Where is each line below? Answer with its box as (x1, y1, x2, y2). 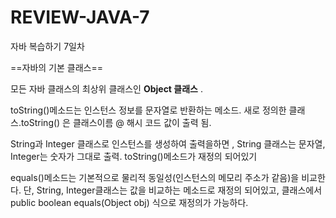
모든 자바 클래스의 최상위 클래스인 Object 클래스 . (10, 82, 203, 95)
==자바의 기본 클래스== (10, 61, 103, 73)
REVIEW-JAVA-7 (10, 6, 150, 29)
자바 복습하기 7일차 (10, 40, 85, 52)
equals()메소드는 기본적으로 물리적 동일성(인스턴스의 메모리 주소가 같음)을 (10, 171, 300, 183)
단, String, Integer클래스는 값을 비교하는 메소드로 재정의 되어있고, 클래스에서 (23, 184, 323, 196)
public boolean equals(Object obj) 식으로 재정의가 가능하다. (10, 196, 249, 208)
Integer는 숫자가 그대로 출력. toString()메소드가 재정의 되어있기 (10, 150, 258, 162)
